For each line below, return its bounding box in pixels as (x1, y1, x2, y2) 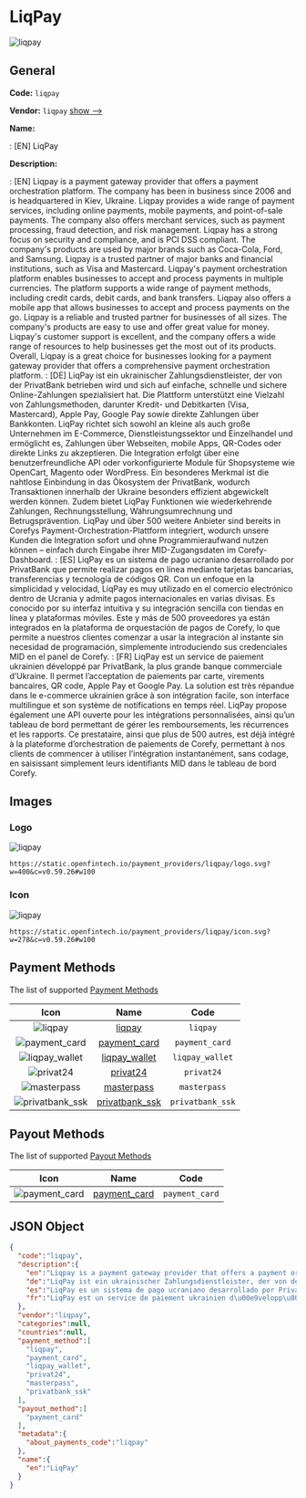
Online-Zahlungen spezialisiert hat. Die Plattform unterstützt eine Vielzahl (9, 389, 285, 400)
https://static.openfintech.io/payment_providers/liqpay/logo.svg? (9, 860, 271, 869)
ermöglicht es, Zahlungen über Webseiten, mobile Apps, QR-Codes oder (9, 437, 282, 448)
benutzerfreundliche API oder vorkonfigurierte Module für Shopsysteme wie (9, 456, 296, 467)
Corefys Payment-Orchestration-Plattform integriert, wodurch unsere (9, 525, 270, 536)
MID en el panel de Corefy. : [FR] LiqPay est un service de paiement (9, 651, 264, 662)
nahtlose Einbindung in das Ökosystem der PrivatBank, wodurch (9, 477, 250, 487)
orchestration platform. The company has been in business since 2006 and (9, 185, 291, 196)
